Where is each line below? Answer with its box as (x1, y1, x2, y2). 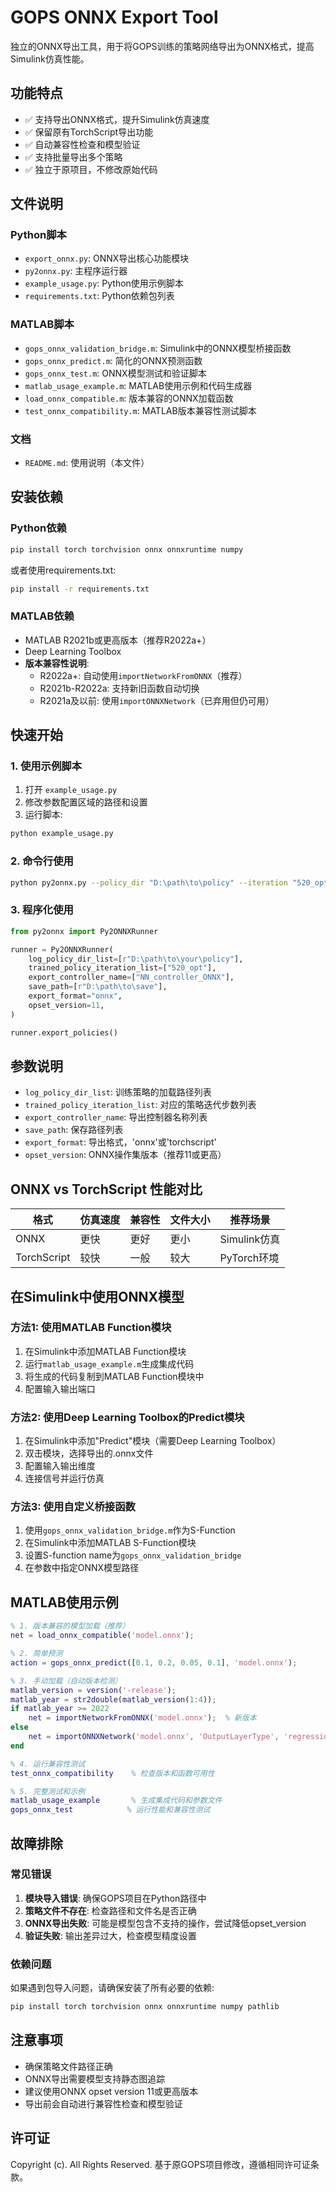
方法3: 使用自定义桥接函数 (10, 1500, 136, 1514)
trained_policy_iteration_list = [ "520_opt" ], (28, 963, 217, 973)
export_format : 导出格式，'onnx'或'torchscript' (24, 1136, 217, 1148)
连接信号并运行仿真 (24, 1472, 105, 1485)
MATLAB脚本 (10, 317, 75, 331)
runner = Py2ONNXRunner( (10, 944, 114, 955)
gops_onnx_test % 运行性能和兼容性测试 (10, 1805, 211, 1815)
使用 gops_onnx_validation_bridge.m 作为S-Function (24, 1524, 236, 1536)
